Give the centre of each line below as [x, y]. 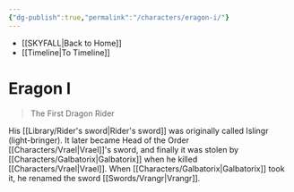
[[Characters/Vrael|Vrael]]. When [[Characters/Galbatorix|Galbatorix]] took [147, 168]
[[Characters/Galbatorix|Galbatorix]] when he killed [103, 159]
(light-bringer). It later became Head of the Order [99, 140]
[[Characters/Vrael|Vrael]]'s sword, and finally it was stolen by [124, 149]
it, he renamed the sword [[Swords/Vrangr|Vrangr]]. [104, 178]
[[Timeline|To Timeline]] [66, 52]
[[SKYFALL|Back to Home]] [71, 43]
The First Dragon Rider [72, 113]
